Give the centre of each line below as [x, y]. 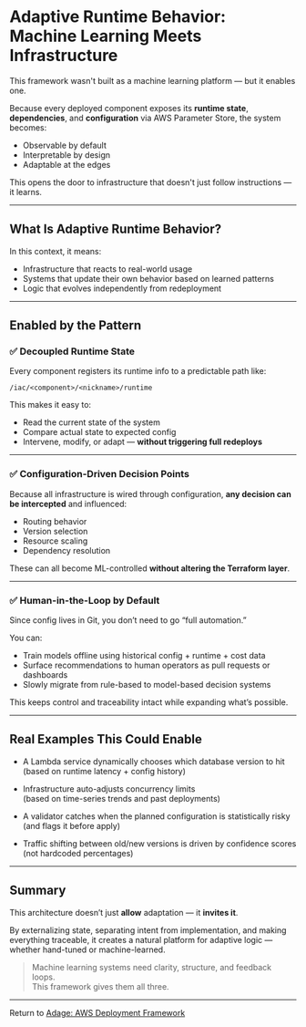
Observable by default [64, 145]
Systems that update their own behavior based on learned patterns [148, 278]
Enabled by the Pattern [76, 326]
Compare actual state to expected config [99, 432]
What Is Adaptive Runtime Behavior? [116, 229]
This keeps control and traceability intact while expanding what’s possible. [149, 702]
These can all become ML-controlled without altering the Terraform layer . [150, 568]
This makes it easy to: [51, 405]
